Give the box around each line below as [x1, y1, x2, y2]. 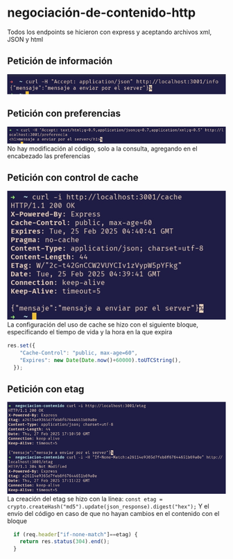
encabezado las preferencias [7, 151, 90, 160]
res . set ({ [7, 342, 36, 350]
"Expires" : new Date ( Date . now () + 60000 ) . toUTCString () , [19, 356, 182, 363]
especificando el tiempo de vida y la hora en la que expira [7, 328, 173, 336]
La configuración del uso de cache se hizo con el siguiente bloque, [7, 320, 199, 329]
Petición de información [7, 55, 113, 67]
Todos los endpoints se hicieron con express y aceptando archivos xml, [7, 28, 212, 36]
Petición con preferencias [7, 108, 121, 119]
